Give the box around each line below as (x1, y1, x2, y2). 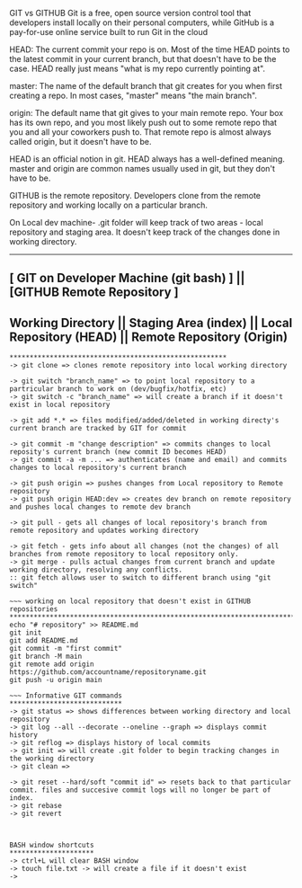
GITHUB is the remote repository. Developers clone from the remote (9, 191, 261, 200)
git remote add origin (9, 660, 94, 669)
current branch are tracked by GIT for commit (9, 424, 187, 433)
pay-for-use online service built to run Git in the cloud (9, 27, 209, 37)
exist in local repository (9, 400, 111, 410)
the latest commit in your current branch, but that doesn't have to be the (9, 54, 277, 64)
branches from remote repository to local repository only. (9, 550, 240, 559)
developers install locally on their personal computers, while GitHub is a (9, 17, 275, 28)
